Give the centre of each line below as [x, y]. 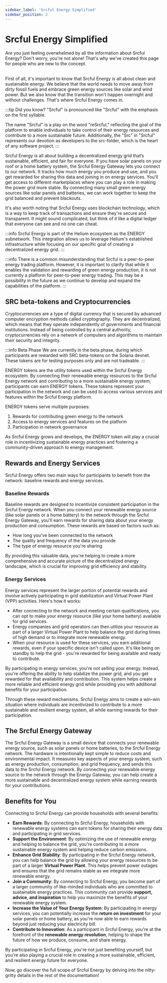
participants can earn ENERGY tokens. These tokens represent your [75, 387]
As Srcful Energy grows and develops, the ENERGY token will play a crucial [82, 437]
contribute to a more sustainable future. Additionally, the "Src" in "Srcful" [80, 135]
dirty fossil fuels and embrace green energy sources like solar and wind [79, 89]
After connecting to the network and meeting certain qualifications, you [86, 610]
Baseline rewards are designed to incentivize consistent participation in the [82, 504]
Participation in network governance [50, 427]
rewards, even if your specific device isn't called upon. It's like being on [86, 648]
